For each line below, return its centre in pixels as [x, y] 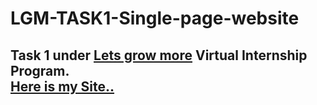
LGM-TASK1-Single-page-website [155, 18]
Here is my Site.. [62, 86]
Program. [40, 70]
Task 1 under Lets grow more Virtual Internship [159, 55]
